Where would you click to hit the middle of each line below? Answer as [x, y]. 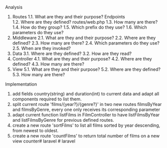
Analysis [14, 7]
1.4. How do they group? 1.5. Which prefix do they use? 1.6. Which [80, 27]
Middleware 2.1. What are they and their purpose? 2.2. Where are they [84, 38]
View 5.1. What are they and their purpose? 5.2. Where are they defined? [86, 69]
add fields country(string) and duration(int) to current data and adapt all [86, 94]
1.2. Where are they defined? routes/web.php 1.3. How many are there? [85, 22]
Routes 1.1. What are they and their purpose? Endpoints [69, 17]
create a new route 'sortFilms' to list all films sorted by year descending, [86, 125]
